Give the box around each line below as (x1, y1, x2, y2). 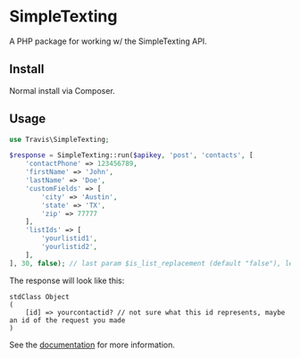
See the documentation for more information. (9, 339, 176, 350)
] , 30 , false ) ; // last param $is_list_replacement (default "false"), (9, 259, 281, 268)
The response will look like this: (9, 275, 125, 286)
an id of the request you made (9, 315, 126, 325)
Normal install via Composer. (9, 85, 116, 96)
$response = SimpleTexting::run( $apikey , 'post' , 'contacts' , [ (9, 151, 254, 160)
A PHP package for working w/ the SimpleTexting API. (9, 36, 207, 46)
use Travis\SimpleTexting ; (9, 135, 110, 144)
